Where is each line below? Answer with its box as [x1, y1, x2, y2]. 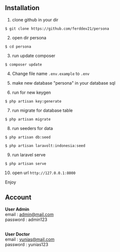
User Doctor [5, 231, 30, 237]
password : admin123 [5, 216, 47, 222]
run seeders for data [12, 125, 53, 131]
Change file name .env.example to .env [12, 71, 90, 76]
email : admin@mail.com [5, 211, 54, 217]
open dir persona [12, 35, 47, 40]
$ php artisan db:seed [5, 135, 51, 140]
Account [5, 193, 31, 201]
